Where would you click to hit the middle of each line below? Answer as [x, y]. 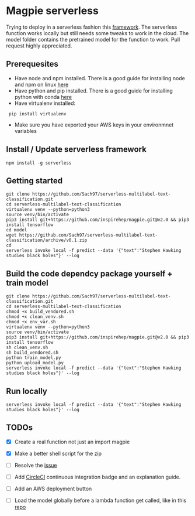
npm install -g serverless [39, 163]
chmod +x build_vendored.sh [40, 312]
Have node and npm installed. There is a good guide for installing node [100, 78]
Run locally [27, 391]
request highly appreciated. [39, 46]
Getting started [34, 181]
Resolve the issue [36, 465]
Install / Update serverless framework [76, 150]
